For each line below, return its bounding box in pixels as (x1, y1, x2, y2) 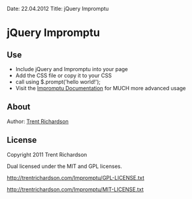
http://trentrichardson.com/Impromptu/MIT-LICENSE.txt (7, 185, 144, 193)
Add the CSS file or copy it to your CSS (15, 72, 112, 79)
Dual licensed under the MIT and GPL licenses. (7, 163, 122, 170)
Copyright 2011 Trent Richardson (7, 151, 87, 158)
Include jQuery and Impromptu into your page (15, 66, 128, 72)
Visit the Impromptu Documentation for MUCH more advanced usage (15, 85, 186, 91)
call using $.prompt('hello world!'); (15, 78, 101, 85)
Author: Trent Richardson (7, 118, 69, 125)
